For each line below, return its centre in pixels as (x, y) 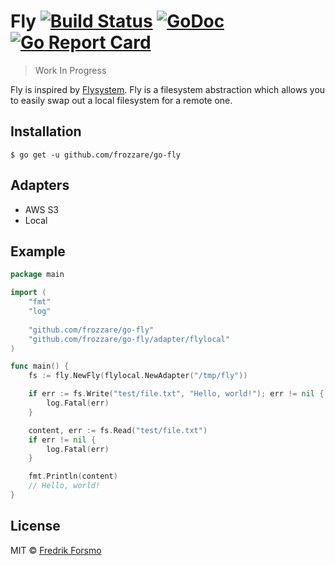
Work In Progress (70, 70)
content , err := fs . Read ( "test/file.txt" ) (118, 430)
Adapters (40, 185)
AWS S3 (42, 209)
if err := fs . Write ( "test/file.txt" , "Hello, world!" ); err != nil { (176, 394)
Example (38, 251)
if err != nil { (62, 440)
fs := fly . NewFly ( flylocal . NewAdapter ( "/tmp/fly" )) (138, 376)
